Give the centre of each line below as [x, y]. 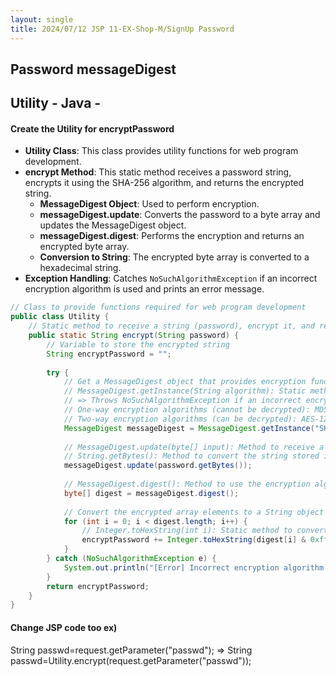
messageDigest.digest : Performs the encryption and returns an [172, 236]
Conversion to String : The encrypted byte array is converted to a [174, 257]
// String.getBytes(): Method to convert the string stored [191, 456]
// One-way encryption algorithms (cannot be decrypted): [187, 410]
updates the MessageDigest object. [113, 225]
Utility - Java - [56, 103]
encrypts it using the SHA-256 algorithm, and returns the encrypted [164, 183]
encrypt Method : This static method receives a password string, [158, 172]
